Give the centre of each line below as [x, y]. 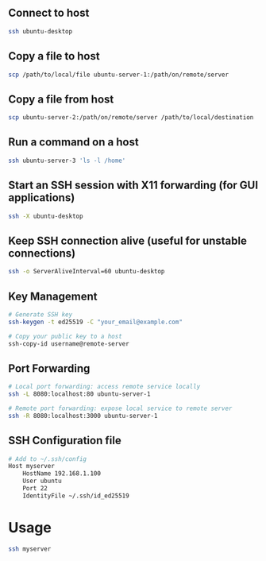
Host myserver [32, 466]
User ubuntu [42, 481]
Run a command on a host [73, 142]
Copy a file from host [61, 99]
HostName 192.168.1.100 [62, 474]
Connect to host [49, 13]
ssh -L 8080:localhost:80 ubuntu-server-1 [79, 394]
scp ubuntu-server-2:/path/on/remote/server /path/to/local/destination [131, 118]
